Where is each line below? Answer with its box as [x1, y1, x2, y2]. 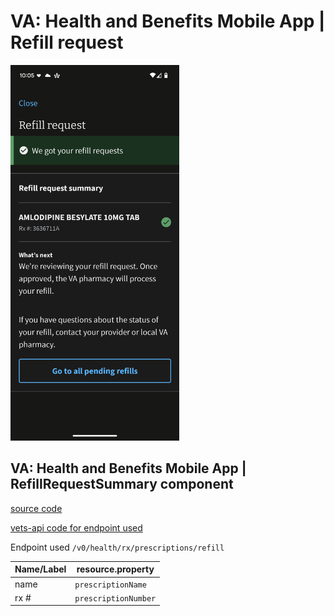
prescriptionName [74, 580, 147, 590]
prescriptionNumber [74, 593, 157, 604]
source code [10, 502, 63, 514]
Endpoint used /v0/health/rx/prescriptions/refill [10, 541, 225, 553]
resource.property [76, 563, 155, 575]
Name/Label [14, 563, 67, 575]
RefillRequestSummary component [10, 476, 234, 493]
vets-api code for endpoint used [10, 521, 143, 534]
